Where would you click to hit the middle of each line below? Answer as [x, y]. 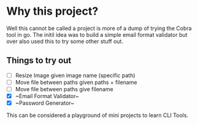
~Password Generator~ [45, 103]
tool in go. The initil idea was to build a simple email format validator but [97, 34]
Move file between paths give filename [64, 89]
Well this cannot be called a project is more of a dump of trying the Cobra [99, 28]
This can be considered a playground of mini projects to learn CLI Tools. [97, 115]
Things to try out [39, 60]
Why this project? [52, 11]
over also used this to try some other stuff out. [65, 41]
